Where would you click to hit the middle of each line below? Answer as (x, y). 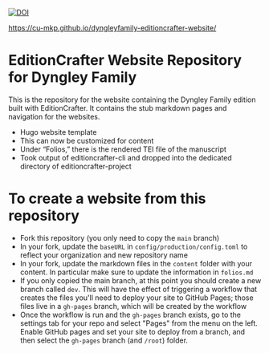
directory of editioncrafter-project (76, 166)
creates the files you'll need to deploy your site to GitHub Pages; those (137, 298)
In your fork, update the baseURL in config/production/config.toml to (134, 246)
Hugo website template (58, 132)
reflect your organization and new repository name (104, 255)
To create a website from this (107, 199)
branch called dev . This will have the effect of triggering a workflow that (139, 289)
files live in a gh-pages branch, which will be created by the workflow (133, 306)
